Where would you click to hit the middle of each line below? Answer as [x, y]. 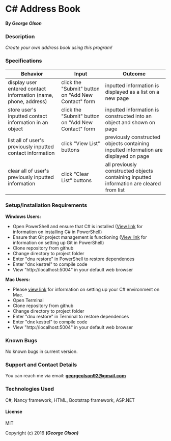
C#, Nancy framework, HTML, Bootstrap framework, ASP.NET [70, 400]
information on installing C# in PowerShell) [57, 232]
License [14, 412]
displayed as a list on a [132, 92]
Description [20, 36]
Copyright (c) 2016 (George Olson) [42, 433]
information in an [28, 123]
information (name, [31, 95]
